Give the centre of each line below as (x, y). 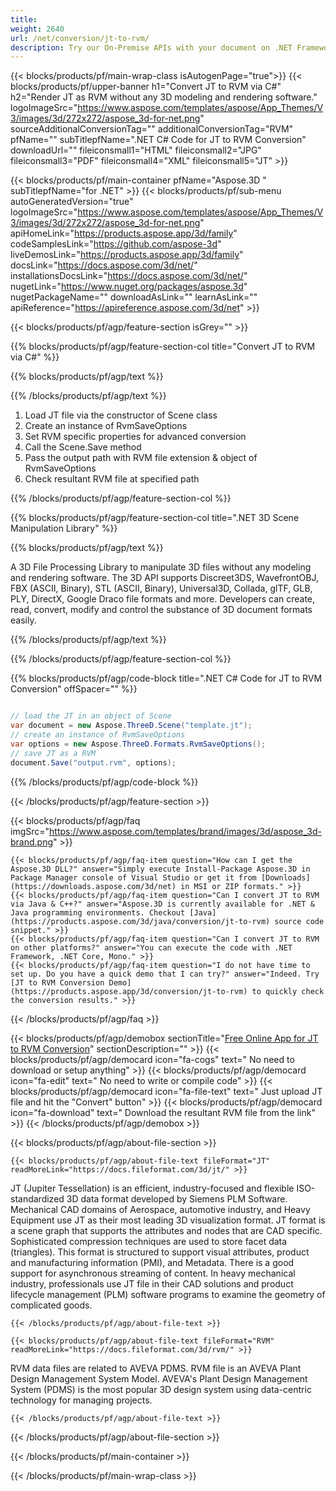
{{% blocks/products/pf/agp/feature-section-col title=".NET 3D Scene (155, 518)
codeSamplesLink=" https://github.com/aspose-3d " (116, 244)
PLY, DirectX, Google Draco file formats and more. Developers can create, (163, 599)
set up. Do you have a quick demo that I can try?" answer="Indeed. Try (165, 974)
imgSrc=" (30, 831)
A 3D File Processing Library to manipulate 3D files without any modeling (161, 567)
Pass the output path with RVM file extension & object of (141, 458)
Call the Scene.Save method (83, 447)
